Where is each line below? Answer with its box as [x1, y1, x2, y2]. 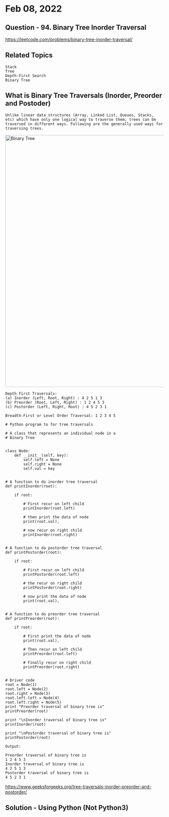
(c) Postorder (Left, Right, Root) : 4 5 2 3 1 [5, 404, 107, 409]
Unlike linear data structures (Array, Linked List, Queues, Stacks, [5, 112, 154, 117]
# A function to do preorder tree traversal [5, 611, 100, 616]
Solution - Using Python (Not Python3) [5, 803, 129, 812]
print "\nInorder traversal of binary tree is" [5, 717, 107, 722]
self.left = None [23, 457, 59, 462]
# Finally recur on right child [23, 660, 92, 665]
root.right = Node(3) [5, 691, 51, 696]
